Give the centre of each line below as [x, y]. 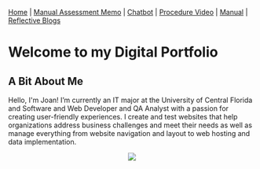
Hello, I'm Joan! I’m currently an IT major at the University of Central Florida [130, 100]
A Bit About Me [46, 81]
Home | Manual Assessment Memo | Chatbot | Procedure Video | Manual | [128, 12]
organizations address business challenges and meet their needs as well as [130, 125]
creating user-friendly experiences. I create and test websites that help [123, 117]
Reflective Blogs [35, 20]
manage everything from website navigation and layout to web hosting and [129, 133]
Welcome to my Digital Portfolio [113, 52]
